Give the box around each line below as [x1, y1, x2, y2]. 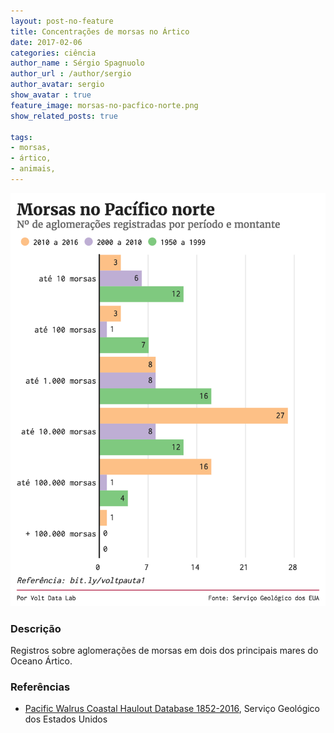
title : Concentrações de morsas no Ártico [10, 26, 190, 37]
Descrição [10, 621, 62, 635]
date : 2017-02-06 [10, 37, 83, 47]
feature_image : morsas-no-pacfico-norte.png [10, 100, 199, 110]
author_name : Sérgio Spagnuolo [10, 58, 145, 69]
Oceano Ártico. [10, 655, 73, 667]
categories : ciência [10, 48, 97, 58]
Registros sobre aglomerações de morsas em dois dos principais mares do [10, 644, 319, 656]
